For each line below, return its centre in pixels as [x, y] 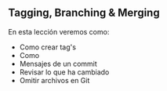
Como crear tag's [48, 47]
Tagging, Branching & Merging [84, 13]
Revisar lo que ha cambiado [64, 72]
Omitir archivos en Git [54, 80]
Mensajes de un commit [58, 64]
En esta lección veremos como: [59, 31]
